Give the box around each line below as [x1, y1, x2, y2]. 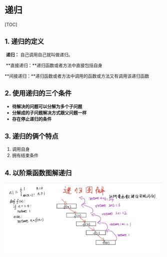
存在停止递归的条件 [11, 116, 52, 122]
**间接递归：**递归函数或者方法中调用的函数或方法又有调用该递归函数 [4, 73, 149, 79]
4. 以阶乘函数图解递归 [4, 169, 72, 177]
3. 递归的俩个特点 [4, 132, 58, 141]
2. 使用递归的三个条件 [4, 89, 72, 98]
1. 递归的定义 [4, 37, 44, 46]
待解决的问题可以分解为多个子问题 [11, 103, 82, 109]
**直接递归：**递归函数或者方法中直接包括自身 [5, 62, 102, 68]
